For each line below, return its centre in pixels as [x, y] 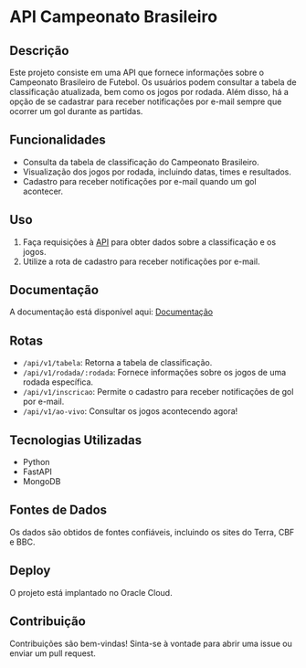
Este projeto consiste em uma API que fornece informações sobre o [137, 72]
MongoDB [42, 482]
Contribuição [48, 622]
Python [36, 462]
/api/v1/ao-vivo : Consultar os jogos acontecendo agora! [130, 411]
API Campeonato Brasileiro [113, 17]
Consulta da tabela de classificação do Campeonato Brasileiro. [141, 162]
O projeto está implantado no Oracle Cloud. [91, 592]
